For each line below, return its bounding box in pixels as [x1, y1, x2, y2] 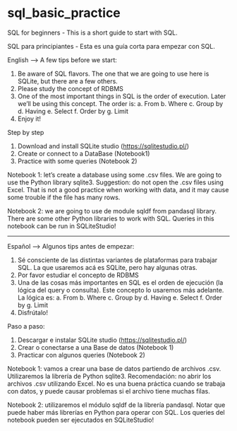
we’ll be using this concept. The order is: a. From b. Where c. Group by [17, 99, 224, 107]
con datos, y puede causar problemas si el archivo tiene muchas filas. [7, 386, 210, 395]
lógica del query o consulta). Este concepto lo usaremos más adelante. [17, 285, 224, 294]
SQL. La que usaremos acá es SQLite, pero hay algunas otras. [17, 263, 197, 271]
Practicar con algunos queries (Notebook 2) [17, 350, 146, 359]
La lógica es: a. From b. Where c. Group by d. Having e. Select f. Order [17, 293, 222, 302]
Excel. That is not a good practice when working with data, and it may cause [7, 185, 229, 194]
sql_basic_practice [7, 5, 121, 21]
